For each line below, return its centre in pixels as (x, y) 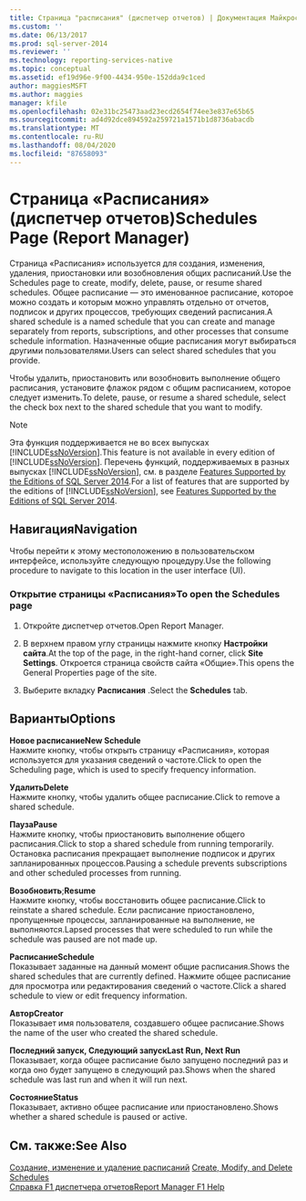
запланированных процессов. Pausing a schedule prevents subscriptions (148, 863)
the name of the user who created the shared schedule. (114, 1033)
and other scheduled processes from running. (96, 873)
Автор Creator (36, 1014)
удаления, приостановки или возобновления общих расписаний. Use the (150, 273)
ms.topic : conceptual (51, 69)
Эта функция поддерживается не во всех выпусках (109, 442)
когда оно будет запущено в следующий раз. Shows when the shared (143, 1070)
